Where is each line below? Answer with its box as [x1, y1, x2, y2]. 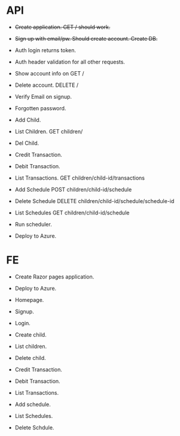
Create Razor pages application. [14, 273, 94, 280]
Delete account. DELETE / [14, 81, 79, 89]
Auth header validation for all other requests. [14, 58, 126, 65]
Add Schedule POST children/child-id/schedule [14, 186, 132, 193]
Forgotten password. [14, 104, 66, 111]
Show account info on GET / [14, 69, 85, 77]
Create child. [14, 331, 47, 338]
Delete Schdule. [14, 423, 54, 431]
